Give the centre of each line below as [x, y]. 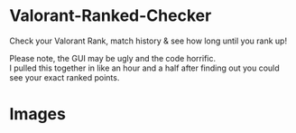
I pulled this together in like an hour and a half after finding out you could [144, 68]
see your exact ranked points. [65, 77]
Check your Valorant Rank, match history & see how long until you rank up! [148, 41]
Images [37, 114]
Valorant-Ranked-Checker [111, 16]
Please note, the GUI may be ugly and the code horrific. [113, 58]
